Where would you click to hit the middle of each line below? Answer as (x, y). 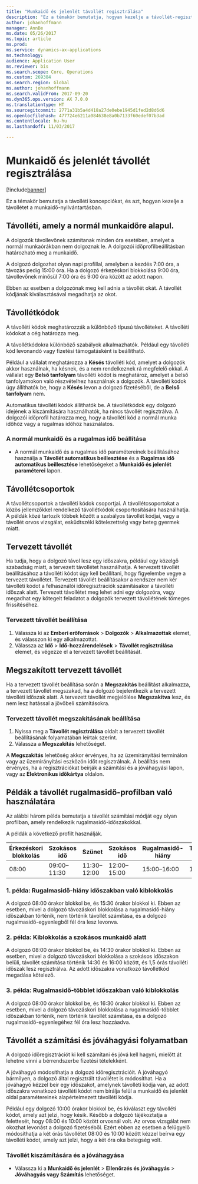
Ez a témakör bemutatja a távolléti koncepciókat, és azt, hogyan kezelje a (95, 201)
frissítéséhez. (23, 605)
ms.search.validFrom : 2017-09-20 (47, 94)
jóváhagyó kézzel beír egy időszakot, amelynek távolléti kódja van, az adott (98, 1085)
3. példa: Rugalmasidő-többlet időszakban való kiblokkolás (93, 990)
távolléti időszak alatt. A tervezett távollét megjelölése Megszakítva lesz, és (98, 697)
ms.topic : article (29, 39)
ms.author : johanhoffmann (38, 88)
